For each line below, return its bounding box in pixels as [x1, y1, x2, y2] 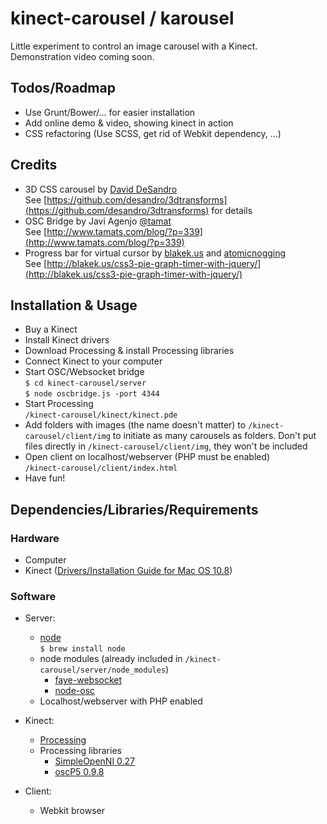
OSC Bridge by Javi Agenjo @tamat [24, 215, 172, 227]
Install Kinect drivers [24, 334, 110, 346]
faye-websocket [54, 674, 123, 686]
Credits [10, 157, 58, 174]
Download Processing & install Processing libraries [24, 345, 235, 357]
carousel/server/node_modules [39, 665, 167, 676]
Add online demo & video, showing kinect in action [24, 117, 234, 129]
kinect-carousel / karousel [10, 7, 235, 30]
